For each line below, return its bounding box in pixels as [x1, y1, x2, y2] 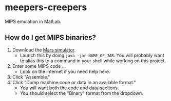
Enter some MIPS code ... [12, 63, 66, 69]
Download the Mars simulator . [12, 46, 75, 53]
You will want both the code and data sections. [20, 85, 119, 91]
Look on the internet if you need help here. [20, 68, 111, 74]
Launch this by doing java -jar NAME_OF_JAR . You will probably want [20, 52, 165, 58]
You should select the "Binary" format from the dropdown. [20, 90, 143, 96]
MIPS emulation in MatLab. [5, 18, 62, 24]
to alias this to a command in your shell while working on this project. [20, 58, 166, 64]
